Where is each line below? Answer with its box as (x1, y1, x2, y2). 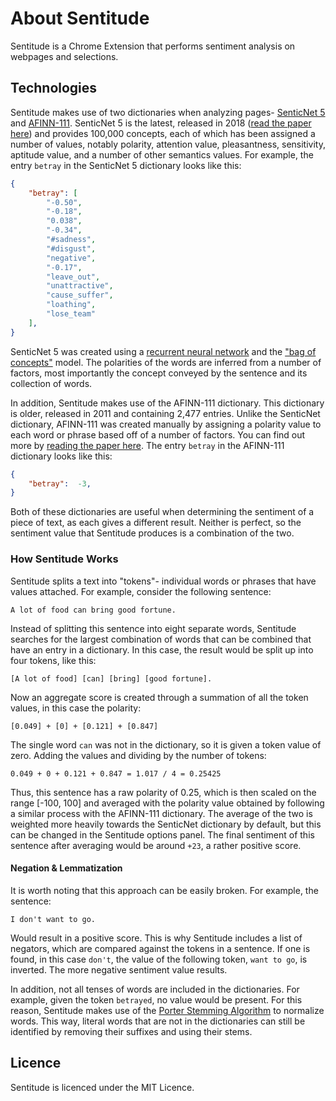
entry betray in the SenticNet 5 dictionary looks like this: (10, 159, 242, 171)
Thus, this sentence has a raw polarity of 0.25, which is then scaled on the (10, 786, 317, 798)
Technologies (10, 80, 98, 97)
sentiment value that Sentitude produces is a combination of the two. (10, 527, 295, 539)
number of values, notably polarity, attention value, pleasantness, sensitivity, (10, 138, 326, 150)
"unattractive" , (46, 281, 114, 291)
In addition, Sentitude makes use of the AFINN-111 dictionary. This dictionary (10, 397, 325, 409)
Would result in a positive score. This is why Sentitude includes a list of (10, 932, 303, 944)
